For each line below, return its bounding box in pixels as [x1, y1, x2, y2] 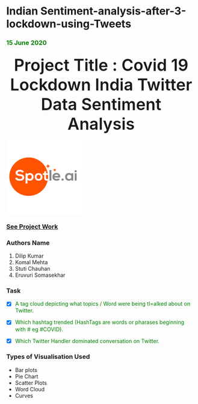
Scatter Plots [14, 379, 47, 387]
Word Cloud [14, 385, 45, 393]
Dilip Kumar [14, 252, 44, 260]
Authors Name [6, 238, 50, 247]
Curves [14, 392, 33, 399]
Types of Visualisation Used [6, 353, 90, 361]
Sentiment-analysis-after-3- [40, 4, 187, 18]
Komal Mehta [14, 259, 48, 266]
